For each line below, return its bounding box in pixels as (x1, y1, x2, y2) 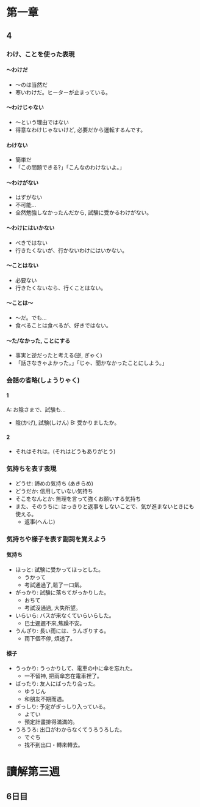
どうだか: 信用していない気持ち (15, 487, 93, 495)
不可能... (15, 201, 37, 209)
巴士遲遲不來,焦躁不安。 (24, 619, 85, 626)
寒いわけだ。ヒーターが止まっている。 (15, 88, 112, 96)
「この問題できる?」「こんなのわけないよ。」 (15, 163, 125, 171)
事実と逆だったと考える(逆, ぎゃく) (15, 351, 102, 359)
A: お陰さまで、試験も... (6, 406, 66, 413)
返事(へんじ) (24, 518, 55, 525)
